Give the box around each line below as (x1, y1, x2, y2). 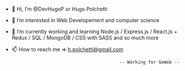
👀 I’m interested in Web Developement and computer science (11, 17, 160, 23)
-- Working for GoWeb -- (119, 59, 180, 65)
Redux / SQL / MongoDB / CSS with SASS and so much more (11, 34, 159, 41)
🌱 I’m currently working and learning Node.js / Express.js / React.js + (11, 28, 177, 35)
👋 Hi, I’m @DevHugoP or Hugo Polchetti (11, 6, 108, 12)
